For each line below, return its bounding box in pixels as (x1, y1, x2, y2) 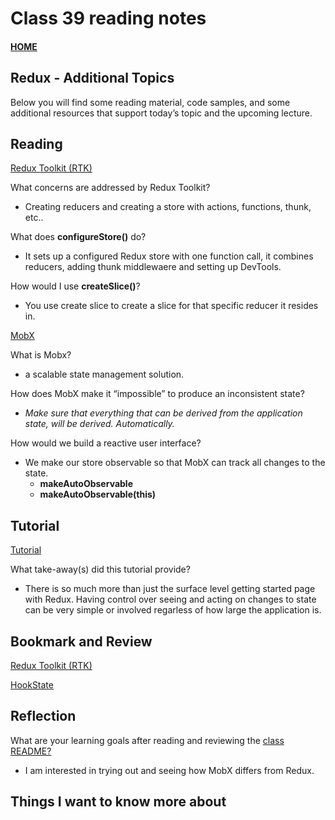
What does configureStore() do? (10, 231, 147, 243)
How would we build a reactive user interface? (10, 437, 202, 449)
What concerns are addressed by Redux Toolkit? (10, 182, 211, 194)
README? (10, 745, 52, 757)
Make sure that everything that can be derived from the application (24, 407, 303, 419)
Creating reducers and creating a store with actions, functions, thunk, (24, 201, 312, 213)
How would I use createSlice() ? (10, 280, 141, 292)
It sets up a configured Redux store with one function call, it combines (24, 250, 314, 262)
